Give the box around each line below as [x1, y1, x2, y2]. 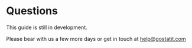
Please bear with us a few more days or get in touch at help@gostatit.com [6, 35, 186, 42]
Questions [6, 4, 58, 18]
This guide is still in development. [6, 24, 87, 31]
